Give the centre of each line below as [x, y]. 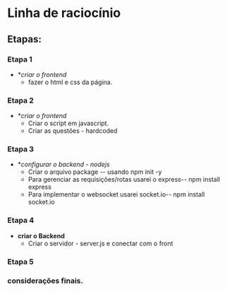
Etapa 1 [20, 59]
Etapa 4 [21, 221]
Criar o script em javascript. [68, 123]
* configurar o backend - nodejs [64, 165]
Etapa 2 [20, 100]
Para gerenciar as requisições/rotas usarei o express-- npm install [124, 180]
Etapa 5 [20, 262]
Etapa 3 [20, 149]
